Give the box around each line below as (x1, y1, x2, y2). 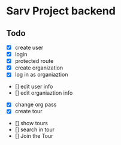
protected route (14, 58, 54, 65)
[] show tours (14, 120, 48, 127)
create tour (14, 108, 43, 115)
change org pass (14, 101, 57, 108)
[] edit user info (14, 83, 53, 90)
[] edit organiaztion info (14, 89, 73, 96)
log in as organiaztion (14, 71, 68, 78)
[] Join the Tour (14, 132, 53, 140)
